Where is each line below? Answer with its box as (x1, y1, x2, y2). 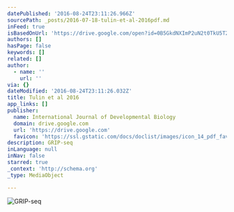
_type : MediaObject (7, 172, 64, 179)
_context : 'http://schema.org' (7, 165, 98, 172)
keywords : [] (7, 49, 45, 56)
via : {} (7, 81, 30, 88)
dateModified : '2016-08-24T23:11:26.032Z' (7, 88, 132, 95)
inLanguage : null (7, 146, 58, 153)
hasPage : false (7, 42, 52, 49)
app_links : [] (7, 101, 49, 108)
